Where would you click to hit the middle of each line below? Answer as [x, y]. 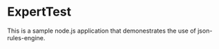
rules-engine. [26, 37]
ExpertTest [39, 12]
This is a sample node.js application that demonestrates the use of [102, 31]
